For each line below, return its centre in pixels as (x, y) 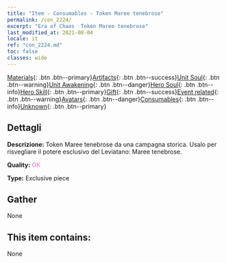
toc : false (23, 52)
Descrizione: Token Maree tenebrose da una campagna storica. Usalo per (112, 144)
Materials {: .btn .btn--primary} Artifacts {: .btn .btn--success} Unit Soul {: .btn (114, 77)
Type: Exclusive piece (38, 178)
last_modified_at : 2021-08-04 (50, 32)
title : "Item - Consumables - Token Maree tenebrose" (86, 13)
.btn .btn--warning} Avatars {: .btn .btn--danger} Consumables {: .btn (102, 99)
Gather (22, 199)
